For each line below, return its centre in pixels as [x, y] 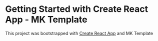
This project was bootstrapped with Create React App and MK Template [79, 33]
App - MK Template [46, 20]
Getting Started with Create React [77, 9]
